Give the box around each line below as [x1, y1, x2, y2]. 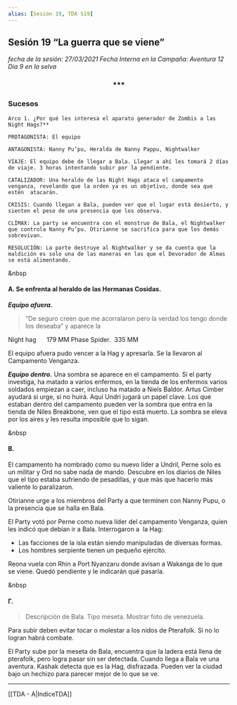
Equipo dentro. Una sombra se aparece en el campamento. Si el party [8, 370, 212, 379]
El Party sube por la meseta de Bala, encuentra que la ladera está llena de [8, 647, 222, 656]
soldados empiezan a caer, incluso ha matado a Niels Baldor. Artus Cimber [8, 385, 224, 393]
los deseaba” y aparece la [25, 322, 101, 330]
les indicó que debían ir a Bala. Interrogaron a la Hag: [8, 525, 164, 533]
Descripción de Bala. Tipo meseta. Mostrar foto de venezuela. [25, 613, 205, 621]
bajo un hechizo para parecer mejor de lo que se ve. [8, 670, 160, 678]
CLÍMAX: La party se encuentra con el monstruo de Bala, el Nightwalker [8, 220, 226, 227]
